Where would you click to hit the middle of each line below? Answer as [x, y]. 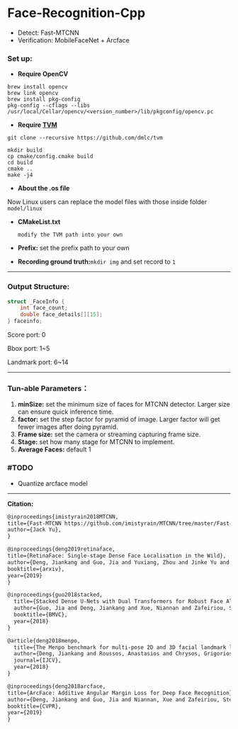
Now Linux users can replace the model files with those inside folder [107, 202]
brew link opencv [33, 94]
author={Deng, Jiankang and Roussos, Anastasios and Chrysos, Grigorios [123, 654]
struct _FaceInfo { [36, 301]
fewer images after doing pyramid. [68, 427]
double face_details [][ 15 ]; [61, 315]
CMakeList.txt [39, 222]
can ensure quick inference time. [66, 412]
